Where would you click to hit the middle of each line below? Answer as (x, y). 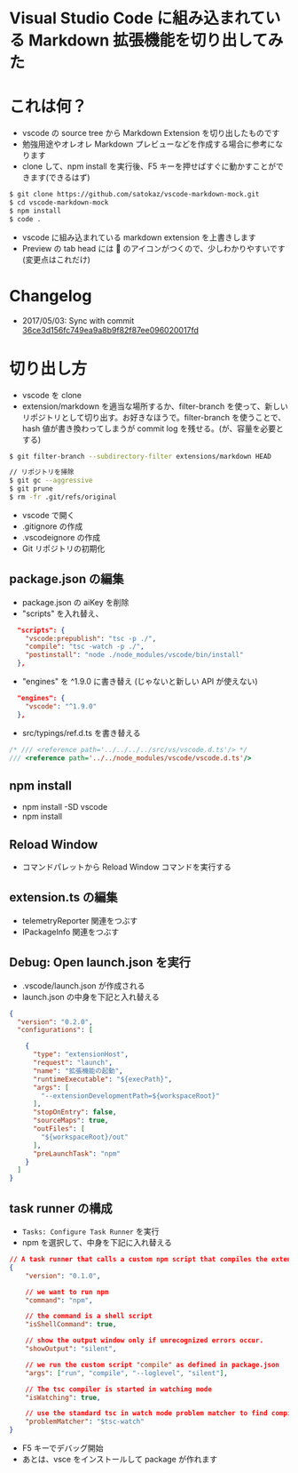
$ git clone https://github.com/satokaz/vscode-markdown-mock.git (134, 195)
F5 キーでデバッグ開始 (63, 1448)
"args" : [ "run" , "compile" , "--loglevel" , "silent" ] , (126, 1373)
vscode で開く (48, 515)
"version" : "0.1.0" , (63, 1276)
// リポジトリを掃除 (42, 472)
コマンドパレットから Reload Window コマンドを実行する (127, 867)
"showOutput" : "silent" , (71, 1349)
